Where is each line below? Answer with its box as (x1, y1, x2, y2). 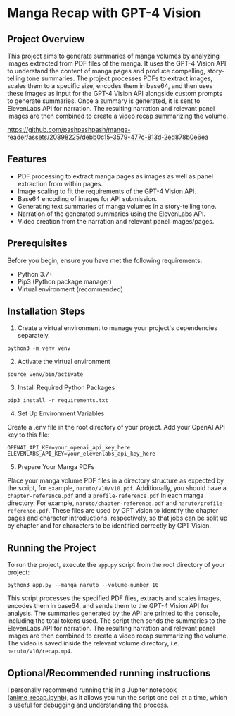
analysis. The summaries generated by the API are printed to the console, (7, 609, 220, 618)
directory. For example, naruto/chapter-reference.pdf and (7, 499, 177, 507)
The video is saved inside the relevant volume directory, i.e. (7, 639, 180, 648)
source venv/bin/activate (7, 371, 83, 378)
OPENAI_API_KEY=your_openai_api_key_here (7, 444, 131, 451)
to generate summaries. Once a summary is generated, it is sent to (7, 97, 201, 105)
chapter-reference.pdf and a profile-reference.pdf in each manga (7, 492, 204, 500)
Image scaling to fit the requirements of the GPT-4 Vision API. (17, 187, 197, 195)
